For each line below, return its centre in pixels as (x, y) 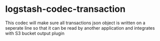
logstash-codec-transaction (65, 9)
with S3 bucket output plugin (35, 33)
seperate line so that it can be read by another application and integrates (80, 28)
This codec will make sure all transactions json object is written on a (75, 23)
